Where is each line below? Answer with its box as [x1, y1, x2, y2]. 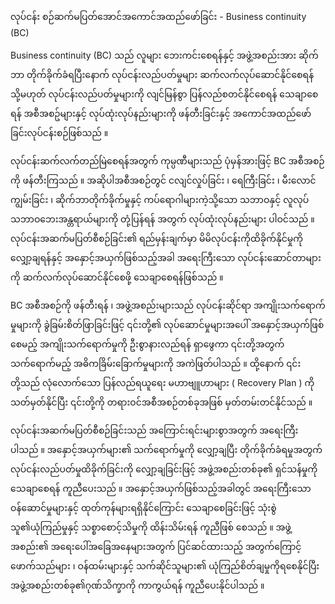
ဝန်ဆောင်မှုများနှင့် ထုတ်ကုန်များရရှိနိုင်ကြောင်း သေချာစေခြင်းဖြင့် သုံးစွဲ [10, 502, 277, 513]
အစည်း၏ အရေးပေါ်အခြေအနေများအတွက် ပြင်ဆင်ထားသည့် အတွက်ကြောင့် [10, 541, 302, 552]
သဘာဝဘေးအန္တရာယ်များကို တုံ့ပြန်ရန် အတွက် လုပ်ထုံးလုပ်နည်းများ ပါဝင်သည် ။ [10, 213, 315, 225]
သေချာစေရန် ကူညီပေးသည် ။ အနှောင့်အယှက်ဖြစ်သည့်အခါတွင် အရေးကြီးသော [10, 483, 312, 494]
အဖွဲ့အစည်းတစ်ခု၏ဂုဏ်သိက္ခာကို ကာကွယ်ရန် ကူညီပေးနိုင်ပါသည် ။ [10, 579, 265, 591]
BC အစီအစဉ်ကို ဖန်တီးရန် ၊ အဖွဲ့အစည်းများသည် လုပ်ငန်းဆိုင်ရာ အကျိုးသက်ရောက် [10, 299, 326, 311]
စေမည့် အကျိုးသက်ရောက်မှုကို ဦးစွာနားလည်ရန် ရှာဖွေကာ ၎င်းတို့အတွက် [10, 338, 285, 350]
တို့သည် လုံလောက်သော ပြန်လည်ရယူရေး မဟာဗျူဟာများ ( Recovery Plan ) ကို [10, 377, 315, 388]
